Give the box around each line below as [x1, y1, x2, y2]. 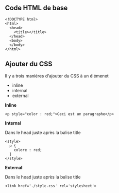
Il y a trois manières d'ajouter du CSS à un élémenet [5, 73, 109, 78]
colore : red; [14, 147, 42, 153]
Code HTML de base [5, 4, 68, 12]
